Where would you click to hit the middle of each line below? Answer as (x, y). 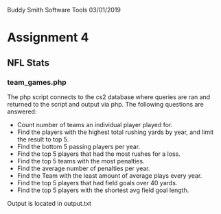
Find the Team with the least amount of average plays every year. (109, 175)
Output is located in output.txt (49, 203)
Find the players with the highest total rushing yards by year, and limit (115, 132)
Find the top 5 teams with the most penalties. (81, 161)
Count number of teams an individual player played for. (95, 124)
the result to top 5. (43, 139)
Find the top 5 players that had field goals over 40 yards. (97, 183)
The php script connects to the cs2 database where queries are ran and (109, 97)
